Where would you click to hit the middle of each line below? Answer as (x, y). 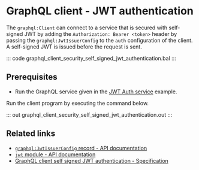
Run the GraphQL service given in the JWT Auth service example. (96, 92)
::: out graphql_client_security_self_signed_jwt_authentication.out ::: (89, 114)
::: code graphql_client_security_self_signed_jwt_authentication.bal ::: (91, 58)
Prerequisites (32, 77)
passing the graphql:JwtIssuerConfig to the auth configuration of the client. (99, 40)
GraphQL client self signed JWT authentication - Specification (92, 160)
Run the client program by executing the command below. (77, 103)
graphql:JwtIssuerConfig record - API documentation (81, 148)
